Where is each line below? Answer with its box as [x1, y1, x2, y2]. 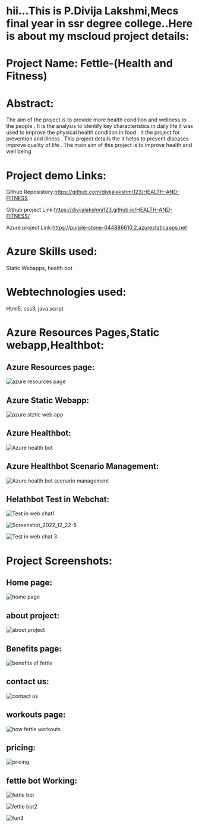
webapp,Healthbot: [6, 339, 105, 352]
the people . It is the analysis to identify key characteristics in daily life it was [6, 123, 194, 130]
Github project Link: [6, 206, 55, 214]
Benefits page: [6, 644, 62, 654]
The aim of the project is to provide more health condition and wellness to [6, 116, 187, 123]
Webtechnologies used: [6, 286, 127, 299]
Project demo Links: [6, 168, 107, 182]
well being [6, 148, 31, 155]
